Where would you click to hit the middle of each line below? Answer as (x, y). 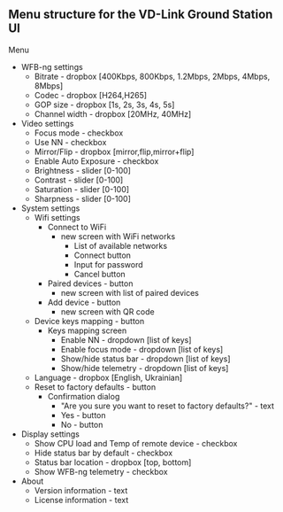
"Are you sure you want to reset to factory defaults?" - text (168, 406)
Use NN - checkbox (70, 142)
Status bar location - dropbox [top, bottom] (113, 462)
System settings (50, 208)
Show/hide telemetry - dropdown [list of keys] (145, 368)
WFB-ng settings (52, 66)
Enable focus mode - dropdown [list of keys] (142, 349)
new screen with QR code (108, 311)
